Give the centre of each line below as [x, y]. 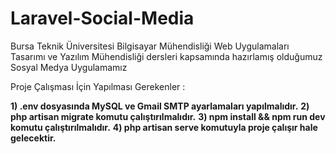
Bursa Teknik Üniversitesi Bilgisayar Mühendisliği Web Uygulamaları [150, 46]
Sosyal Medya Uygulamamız [69, 67]
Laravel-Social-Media [102, 18]
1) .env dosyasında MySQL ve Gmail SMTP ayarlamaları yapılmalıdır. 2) [160, 106]
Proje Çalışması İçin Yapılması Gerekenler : [98, 86]
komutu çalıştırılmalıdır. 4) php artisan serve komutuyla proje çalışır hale [164, 127]
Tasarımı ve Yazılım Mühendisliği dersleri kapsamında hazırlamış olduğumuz [166, 56]
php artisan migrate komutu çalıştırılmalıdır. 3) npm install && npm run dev [168, 116]
